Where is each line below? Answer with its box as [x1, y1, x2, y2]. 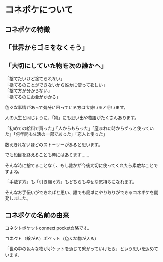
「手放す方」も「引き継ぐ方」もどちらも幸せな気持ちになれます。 [5, 179, 137, 185]
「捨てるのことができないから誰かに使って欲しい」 [5, 82, 108, 87]
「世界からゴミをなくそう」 [5, 44, 89, 52]
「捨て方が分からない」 [5, 87, 52, 93]
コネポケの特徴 [5, 25, 50, 34]
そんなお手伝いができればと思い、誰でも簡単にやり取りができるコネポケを [5, 189, 154, 195]
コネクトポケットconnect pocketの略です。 [5, 225, 91, 231]
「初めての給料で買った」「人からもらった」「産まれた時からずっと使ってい [5, 125, 154, 131]
